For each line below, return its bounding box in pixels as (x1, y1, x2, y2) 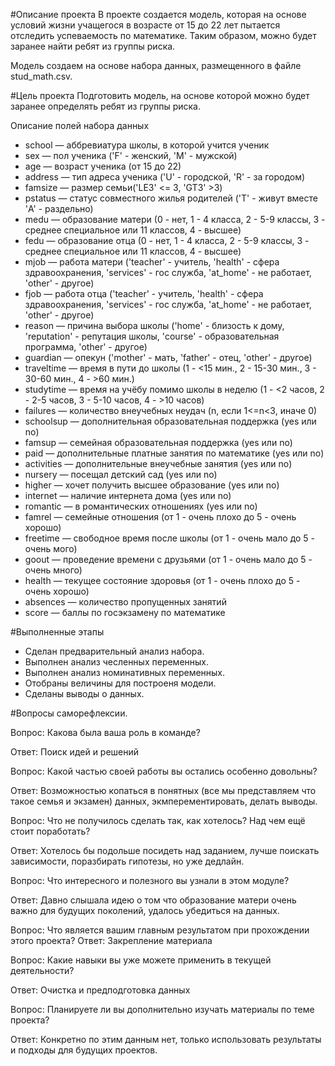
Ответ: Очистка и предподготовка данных (10, 984, 191, 996)
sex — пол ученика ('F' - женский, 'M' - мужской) (24, 150, 238, 161)
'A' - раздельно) (24, 203, 94, 214)
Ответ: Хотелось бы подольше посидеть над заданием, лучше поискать (10, 845, 320, 856)
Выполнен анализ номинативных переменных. (24, 667, 226, 678)
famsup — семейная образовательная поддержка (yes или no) (24, 437, 293, 448)
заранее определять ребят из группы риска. (10, 100, 201, 112)
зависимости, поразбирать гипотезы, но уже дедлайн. (10, 855, 245, 867)
